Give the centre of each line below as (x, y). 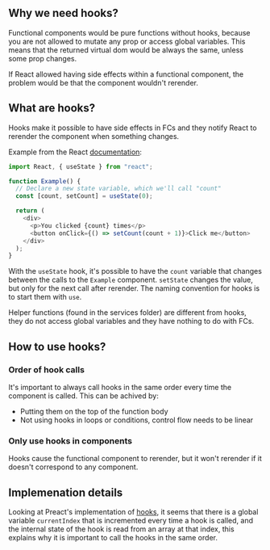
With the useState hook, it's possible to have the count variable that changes (135, 271)
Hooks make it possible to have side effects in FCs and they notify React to (133, 128)
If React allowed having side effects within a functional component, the (126, 74)
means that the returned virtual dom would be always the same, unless (126, 50)
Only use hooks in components (71, 441)
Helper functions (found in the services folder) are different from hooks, (128, 313)
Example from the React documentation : (75, 152)
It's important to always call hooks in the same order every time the (120, 387)
